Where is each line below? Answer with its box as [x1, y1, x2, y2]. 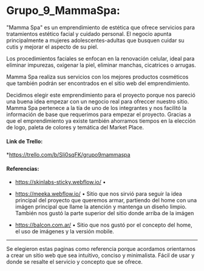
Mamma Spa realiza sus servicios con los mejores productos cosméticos [6, 73, 189, 80]
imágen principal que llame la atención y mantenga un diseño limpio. [15, 203, 187, 210]
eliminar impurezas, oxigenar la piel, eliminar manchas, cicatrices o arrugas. [6, 61, 196, 69]
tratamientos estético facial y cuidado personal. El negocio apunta [6, 30, 172, 37]
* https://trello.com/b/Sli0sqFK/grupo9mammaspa [6, 151, 131, 159]
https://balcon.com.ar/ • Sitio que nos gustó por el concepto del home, [15, 221, 192, 228]
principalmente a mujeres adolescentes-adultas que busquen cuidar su [6, 36, 185, 44]
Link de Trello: [6, 137, 43, 145]
